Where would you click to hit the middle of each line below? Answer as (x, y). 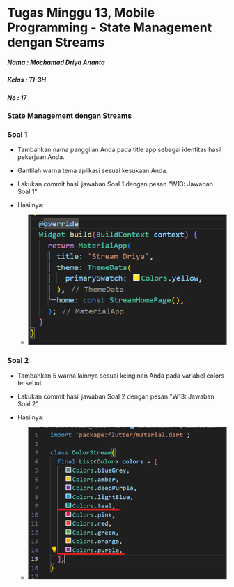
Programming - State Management (110, 28)
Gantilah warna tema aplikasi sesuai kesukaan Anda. (93, 171)
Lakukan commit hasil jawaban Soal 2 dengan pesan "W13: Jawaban (116, 396)
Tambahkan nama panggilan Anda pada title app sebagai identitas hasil (119, 150)
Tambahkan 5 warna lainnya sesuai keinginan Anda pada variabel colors (121, 376)
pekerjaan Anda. (41, 157)
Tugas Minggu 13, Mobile (81, 13)
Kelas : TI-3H (27, 80)
